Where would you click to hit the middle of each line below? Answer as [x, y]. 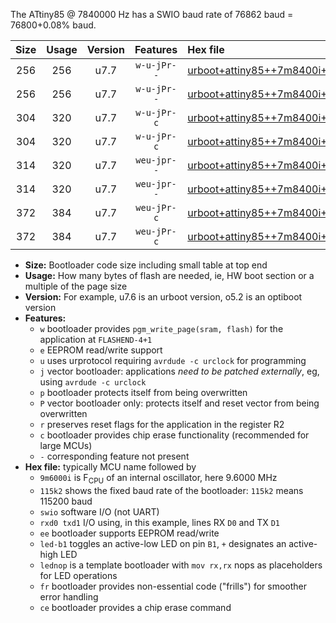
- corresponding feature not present [114, 456]
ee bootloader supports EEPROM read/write [129, 533]
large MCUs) [66, 445]
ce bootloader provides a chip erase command [135, 607]
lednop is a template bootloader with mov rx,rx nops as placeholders [181, 565]
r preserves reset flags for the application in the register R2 [162, 424]
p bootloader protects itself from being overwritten [143, 392]
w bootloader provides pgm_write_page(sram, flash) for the [161, 328]
